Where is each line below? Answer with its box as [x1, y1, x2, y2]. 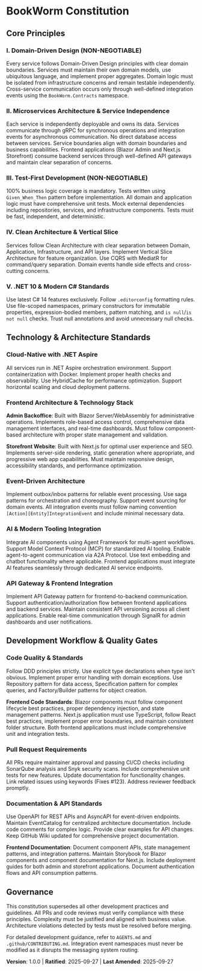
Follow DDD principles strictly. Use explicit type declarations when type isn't [6, 667, 195, 675]
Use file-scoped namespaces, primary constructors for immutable [6, 302, 170, 310]
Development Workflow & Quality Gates [6, 636, 158, 646]
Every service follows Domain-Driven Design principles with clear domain [6, 60, 188, 67]
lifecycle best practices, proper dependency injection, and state [6, 705, 164, 712]
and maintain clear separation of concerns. [6, 159, 113, 166]
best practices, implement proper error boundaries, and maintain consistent [6, 717, 194, 724]
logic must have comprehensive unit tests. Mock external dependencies [6, 200, 185, 207]
